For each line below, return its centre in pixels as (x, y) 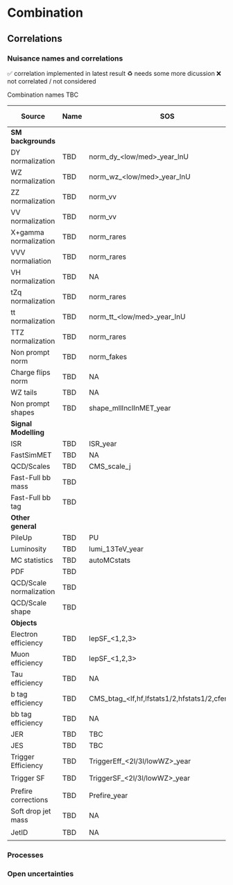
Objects (24, 623)
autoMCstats (110, 560)
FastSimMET (31, 455)
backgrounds (33, 141)
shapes (23, 412)
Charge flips (31, 372)
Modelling (28, 432)
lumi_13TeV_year (116, 549)
